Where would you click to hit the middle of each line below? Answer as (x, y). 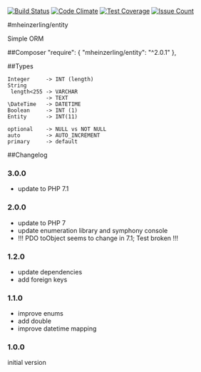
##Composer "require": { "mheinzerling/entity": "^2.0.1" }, (92, 52)
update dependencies (50, 272)
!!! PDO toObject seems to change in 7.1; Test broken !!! (98, 238)
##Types (20, 66)
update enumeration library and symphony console (93, 230)
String (17, 86)
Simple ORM (26, 38)
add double (35, 321)
